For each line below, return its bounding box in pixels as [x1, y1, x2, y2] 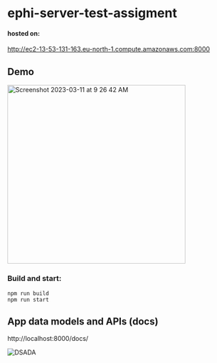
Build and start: [7, 274, 62, 284]
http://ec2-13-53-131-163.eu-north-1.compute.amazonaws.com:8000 [7, 45, 211, 54]
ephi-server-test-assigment [7, 5, 178, 21]
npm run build [7, 289, 50, 297]
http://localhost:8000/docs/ [7, 334, 89, 343]
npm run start [7, 296, 50, 303]
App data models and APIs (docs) [7, 315, 159, 327]
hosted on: [7, 29, 41, 37]
